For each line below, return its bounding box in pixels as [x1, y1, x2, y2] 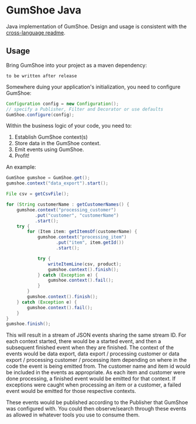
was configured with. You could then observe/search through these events [6, 405, 187, 412]
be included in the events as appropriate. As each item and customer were [6, 369, 185, 376]
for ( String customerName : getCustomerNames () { [6, 201, 130, 207]
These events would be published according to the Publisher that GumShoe [6, 399, 188, 406]
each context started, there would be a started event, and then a [6, 338, 161, 345]
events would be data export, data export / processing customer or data [6, 350, 180, 357]
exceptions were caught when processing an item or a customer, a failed [6, 381, 181, 388]
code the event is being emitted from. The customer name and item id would [6, 363, 191, 370]
